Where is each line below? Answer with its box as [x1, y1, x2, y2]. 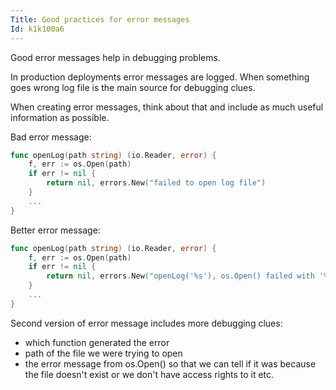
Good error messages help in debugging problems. [10, 51, 221, 63]
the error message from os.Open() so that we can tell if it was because [24, 357, 317, 370]
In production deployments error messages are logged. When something [10, 71, 310, 83]
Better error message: [10, 224, 101, 236]
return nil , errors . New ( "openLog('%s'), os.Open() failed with [46, 271, 315, 281]
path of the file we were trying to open [24, 347, 183, 359]
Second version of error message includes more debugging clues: [10, 317, 283, 329]
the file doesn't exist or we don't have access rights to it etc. [24, 368, 275, 380]
